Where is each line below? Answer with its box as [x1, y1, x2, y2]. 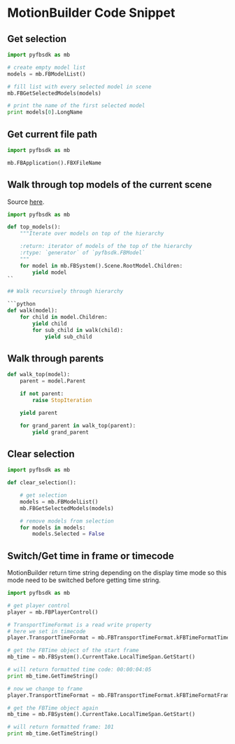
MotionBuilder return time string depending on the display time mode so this [7, 569, 227, 577]
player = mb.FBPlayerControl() [7, 608, 99, 616]
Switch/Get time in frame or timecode [7, 550, 174, 562]
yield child [32, 320, 68, 327]
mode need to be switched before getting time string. [7, 576, 161, 584]
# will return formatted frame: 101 [7, 724, 114, 731]
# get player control [7, 602, 71, 609]
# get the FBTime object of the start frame [7, 647, 139, 654]
